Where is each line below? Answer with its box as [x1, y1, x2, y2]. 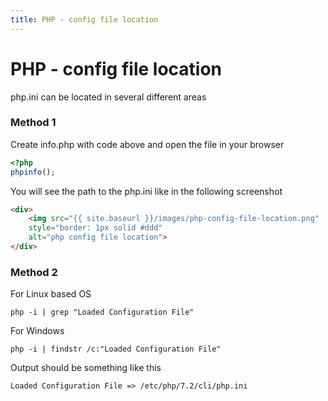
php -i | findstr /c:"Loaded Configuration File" [10, 344, 222, 355]
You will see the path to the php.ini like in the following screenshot [10, 185, 283, 197]
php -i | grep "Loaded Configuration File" [10, 307, 195, 318]
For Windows [10, 325, 65, 337]
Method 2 [10, 265, 58, 279]
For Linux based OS [10, 288, 92, 300]
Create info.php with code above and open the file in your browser [10, 138, 285, 150]
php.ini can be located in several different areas [10, 91, 207, 103]
